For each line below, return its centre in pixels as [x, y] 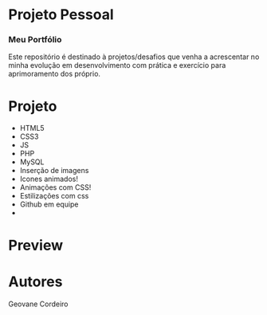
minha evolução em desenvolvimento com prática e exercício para [117, 65]
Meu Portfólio [35, 40]
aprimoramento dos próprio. [55, 74]
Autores [35, 282]
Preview [36, 245]
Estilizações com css [54, 196]
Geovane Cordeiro [38, 304]
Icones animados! [49, 179]
